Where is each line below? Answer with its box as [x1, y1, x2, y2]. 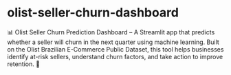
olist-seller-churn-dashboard [7, 5, 179, 21]
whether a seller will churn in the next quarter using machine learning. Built [7, 38, 220, 46]
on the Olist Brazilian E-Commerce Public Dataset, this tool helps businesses [7, 45, 224, 53]
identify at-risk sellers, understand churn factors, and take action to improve [7, 52, 223, 61]
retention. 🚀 [7, 60, 40, 68]
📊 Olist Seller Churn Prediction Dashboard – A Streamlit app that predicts [7, 28, 215, 36]
